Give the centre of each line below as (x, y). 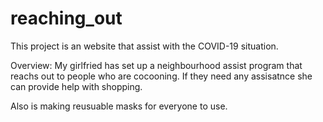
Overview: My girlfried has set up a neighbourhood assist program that (156, 65)
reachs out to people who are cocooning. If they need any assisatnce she (161, 76)
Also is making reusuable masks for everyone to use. (119, 106)
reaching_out (66, 18)
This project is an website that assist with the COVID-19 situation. (144, 46)
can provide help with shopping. (76, 86)
